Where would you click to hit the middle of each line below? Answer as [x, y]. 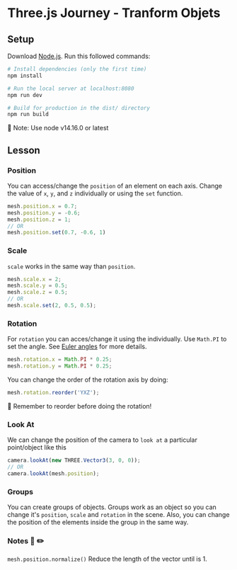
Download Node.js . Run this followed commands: [79, 56]
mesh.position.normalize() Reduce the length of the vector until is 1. [107, 559]
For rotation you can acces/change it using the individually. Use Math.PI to [117, 339]
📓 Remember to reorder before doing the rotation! [80, 406]
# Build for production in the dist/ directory [79, 108]
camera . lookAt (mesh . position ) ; [53, 473]
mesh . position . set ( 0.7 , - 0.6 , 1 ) [57, 233]
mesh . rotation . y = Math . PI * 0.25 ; [60, 366]
